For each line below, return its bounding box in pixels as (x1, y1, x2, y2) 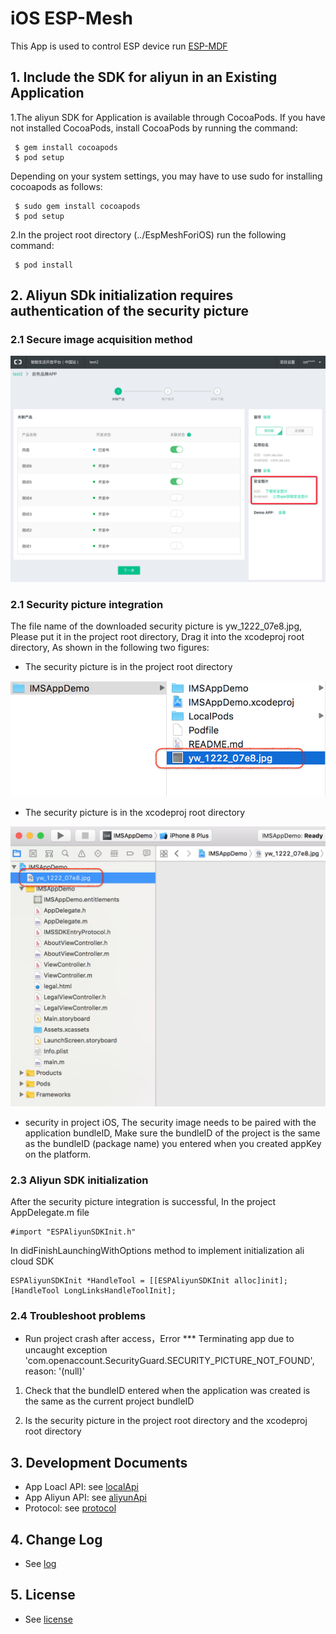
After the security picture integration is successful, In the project (10, 1196, 277, 1208)
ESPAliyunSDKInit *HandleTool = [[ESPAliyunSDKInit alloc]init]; (10, 1276, 288, 1286)
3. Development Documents (10, 1454, 188, 1471)
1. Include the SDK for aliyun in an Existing (10, 69, 278, 86)
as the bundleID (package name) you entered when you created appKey (24, 1137, 322, 1149)
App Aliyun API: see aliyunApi (24, 1492, 148, 1504)
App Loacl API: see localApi (24, 1481, 139, 1493)
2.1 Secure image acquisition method (10, 333, 193, 347)
